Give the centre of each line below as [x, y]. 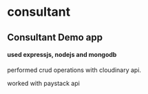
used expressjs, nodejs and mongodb [62, 55]
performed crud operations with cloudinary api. [74, 70]
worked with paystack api [44, 83]
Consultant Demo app [55, 37]
